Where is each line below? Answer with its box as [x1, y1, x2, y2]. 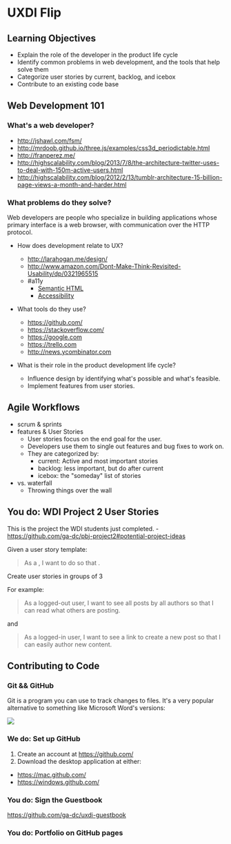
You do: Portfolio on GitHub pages [7, 827, 123, 837]
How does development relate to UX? [17, 241, 123, 249]
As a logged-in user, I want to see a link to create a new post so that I [23, 633, 221, 641]
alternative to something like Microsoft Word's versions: [7, 704, 165, 712]
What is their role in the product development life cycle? [17, 361, 176, 369]
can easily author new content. [23, 640, 112, 649]
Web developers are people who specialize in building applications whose [7, 213, 217, 222]
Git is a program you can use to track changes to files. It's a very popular [7, 696, 214, 705]
